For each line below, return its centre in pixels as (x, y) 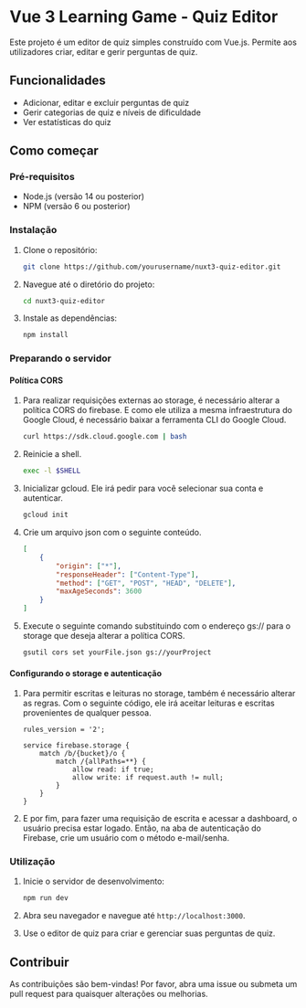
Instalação (33, 230)
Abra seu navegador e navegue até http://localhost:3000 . (134, 916)
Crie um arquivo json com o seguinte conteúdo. (112, 533)
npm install (45, 335)
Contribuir (40, 962)
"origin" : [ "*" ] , (89, 566)
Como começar (54, 151)
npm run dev (45, 898)
